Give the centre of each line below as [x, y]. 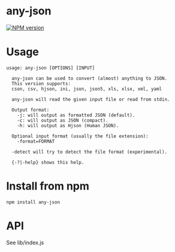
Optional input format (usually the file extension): [80, 136]
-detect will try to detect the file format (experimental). [90, 152]
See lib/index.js [25, 242]
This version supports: [41, 83]
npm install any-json [33, 202]
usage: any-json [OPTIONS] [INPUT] [51, 68]
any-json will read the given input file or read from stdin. [91, 99]
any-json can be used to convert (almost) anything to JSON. [90, 78]
